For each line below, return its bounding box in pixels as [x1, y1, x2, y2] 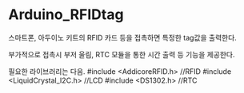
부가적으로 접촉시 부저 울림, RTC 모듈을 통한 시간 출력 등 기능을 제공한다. [8, 49, 235, 59]
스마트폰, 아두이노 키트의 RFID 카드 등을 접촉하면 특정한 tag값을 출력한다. [8, 33, 238, 42]
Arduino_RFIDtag [8, 6, 124, 24]
